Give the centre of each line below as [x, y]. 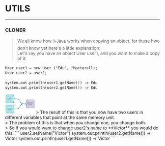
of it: [22, 58]
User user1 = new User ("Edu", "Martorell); [51, 68]
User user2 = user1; [26, 73]
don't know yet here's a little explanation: [59, 48]
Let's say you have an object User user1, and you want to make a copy [88, 53]
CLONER [15, 30]
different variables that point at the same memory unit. [60, 117]
